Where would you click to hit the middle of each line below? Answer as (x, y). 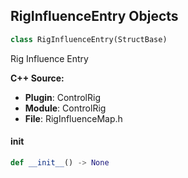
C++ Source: (37, 78)
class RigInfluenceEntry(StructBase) (89, 39)
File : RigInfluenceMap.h (73, 118)
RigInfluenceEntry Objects (94, 16)
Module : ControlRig (65, 108)
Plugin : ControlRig (62, 97)
